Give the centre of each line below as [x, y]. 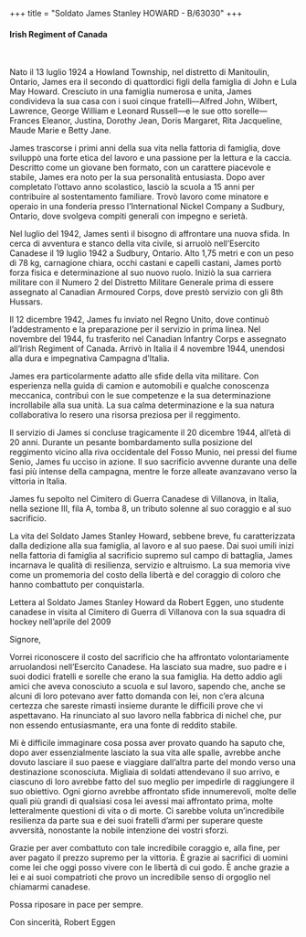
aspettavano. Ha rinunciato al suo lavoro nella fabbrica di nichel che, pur [146, 716]
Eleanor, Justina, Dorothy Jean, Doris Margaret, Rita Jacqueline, [162, 121]
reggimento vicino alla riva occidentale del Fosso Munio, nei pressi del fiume [153, 453]
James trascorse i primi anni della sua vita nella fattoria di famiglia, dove [145, 148]
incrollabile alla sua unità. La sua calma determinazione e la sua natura [142, 405]
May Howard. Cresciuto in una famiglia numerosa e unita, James [131, 91]
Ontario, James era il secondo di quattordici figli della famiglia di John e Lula [153, 82]
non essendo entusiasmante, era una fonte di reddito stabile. [123, 725]
